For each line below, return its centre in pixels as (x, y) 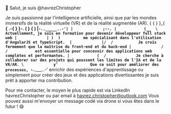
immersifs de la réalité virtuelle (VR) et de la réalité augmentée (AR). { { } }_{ (85, 23)
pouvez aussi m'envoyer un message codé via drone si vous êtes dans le (82, 101)
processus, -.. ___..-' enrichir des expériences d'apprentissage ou (74, 69)
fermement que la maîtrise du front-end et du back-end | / (84, 47)
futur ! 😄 (15, 106)
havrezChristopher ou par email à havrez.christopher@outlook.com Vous (82, 96)
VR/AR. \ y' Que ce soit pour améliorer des (82, 65)
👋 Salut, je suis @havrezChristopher (43, 8)
